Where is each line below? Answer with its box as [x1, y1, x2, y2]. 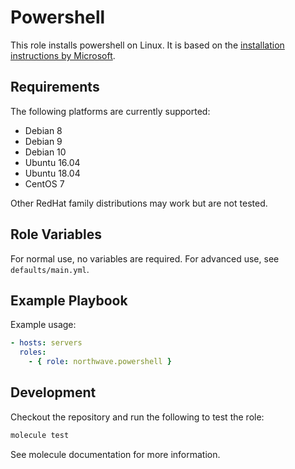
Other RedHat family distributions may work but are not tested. [10, 197, 268, 209]
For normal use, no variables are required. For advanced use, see [10, 252, 280, 265]
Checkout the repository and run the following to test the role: [10, 411, 265, 423]
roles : [19, 347, 47, 358]
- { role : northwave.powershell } [28, 357, 172, 367]
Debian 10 [24, 146, 67, 158]
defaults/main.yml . [10, 263, 90, 275]
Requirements [10, 79, 100, 96]
